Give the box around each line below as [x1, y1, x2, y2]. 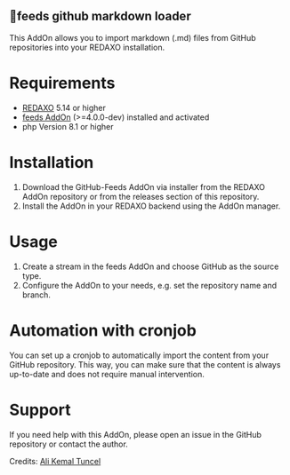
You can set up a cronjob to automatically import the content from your [9, 350, 270, 360]
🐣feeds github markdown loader [9, 9, 191, 24]
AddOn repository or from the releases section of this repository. [21, 191, 260, 202]
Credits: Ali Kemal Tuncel [9, 455, 101, 466]
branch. [21, 289, 52, 300]
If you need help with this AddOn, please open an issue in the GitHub [9, 429, 262, 439]
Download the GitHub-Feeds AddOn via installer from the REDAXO [21, 181, 265, 192]
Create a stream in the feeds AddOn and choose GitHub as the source [21, 261, 279, 272]
